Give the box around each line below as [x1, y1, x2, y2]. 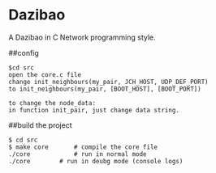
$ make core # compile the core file [8, 143, 158, 151]
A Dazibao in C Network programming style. [8, 32, 156, 42]
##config [8, 48, 39, 57]
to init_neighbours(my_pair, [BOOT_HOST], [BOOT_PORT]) [8, 85, 201, 93]
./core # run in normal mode [8, 150, 148, 158]
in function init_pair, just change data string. [8, 106, 180, 114]
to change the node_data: [8, 99, 96, 107]
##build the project [8, 120, 72, 130]
